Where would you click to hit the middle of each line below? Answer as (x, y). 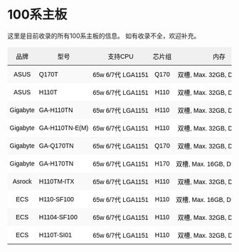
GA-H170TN (56, 163)
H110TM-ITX (57, 181)
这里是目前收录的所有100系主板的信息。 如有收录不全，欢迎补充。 (104, 36)
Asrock (22, 181)
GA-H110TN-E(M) (64, 128)
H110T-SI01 (55, 235)
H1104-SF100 (58, 217)
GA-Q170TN (56, 146)
